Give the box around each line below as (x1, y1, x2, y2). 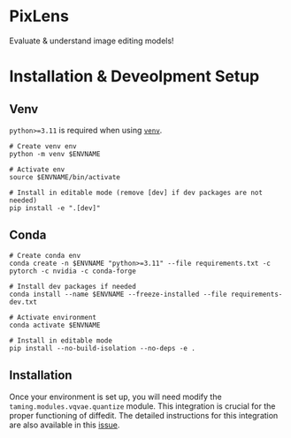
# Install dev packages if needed (9, 282, 137, 291)
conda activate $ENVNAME (9, 321, 101, 329)
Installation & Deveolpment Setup (9, 66, 260, 87)
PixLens (9, 6, 69, 26)
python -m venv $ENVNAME (9, 149, 101, 158)
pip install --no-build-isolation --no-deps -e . (9, 344, 196, 352)
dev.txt (9, 298, 38, 306)
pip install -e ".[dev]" (9, 203, 101, 213)
